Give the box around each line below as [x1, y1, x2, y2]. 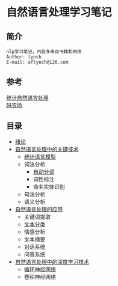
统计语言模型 [23, 153, 56, 160]
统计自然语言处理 [6, 94, 49, 101]
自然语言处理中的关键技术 [14, 145, 79, 153]
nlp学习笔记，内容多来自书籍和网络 [6, 49, 82, 55]
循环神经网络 [23, 266, 56, 273]
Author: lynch [6, 54, 42, 60]
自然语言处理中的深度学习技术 [14, 258, 89, 265]
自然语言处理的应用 [14, 205, 63, 213]
